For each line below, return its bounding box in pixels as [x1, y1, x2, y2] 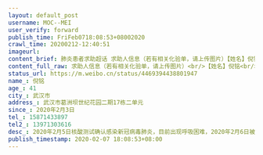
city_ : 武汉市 [8, 92, 51, 99]
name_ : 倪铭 [8, 77, 45, 85]
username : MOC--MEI [8, 19, 72, 27]
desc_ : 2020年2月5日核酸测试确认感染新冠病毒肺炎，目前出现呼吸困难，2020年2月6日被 [8, 128, 256, 135]
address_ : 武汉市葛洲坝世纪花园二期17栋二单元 [8, 99, 144, 106]
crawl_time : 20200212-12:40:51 [8, 41, 110, 49]
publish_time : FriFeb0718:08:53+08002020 [8, 33, 146, 41]
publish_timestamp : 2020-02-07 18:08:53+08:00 [8, 135, 163, 143]
